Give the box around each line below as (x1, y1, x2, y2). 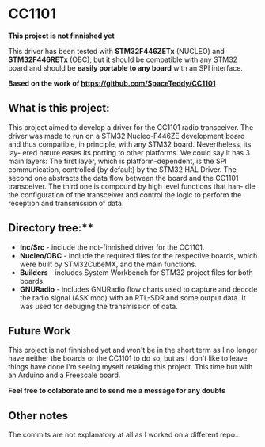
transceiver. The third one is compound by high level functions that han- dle (8, 181, 256, 191)
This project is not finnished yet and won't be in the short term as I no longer (8, 346, 258, 355)
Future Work (8, 324, 71, 338)
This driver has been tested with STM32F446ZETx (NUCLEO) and (8, 46, 225, 55)
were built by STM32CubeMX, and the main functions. (19, 259, 198, 269)
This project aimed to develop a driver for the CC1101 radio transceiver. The (8, 122, 254, 132)
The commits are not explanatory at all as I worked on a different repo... (8, 430, 241, 440)
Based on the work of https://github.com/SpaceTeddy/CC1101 (8, 78, 216, 88)
